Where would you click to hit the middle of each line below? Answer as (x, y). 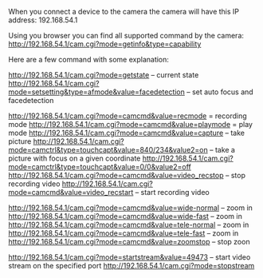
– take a (222, 150)
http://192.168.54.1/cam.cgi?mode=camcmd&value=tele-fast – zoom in (124, 233)
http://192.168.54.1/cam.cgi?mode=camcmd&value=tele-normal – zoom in (129, 224)
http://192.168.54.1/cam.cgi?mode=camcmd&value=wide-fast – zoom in (126, 216)
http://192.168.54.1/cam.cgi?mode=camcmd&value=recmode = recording (128, 116)
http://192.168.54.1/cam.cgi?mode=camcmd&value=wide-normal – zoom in (131, 208)
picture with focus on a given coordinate (75, 158)
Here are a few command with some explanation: (89, 60)
